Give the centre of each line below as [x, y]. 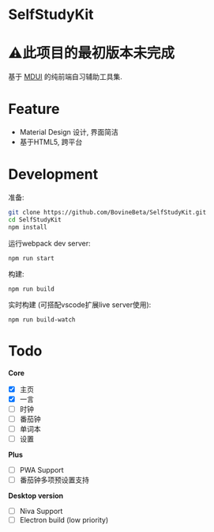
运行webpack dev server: [49, 243]
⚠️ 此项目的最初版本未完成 [92, 53]
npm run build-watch [42, 319]
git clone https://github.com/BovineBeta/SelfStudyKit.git [107, 212]
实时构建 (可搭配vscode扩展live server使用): [80, 304]
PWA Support [42, 469]
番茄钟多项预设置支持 [54, 480]
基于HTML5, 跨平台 [51, 142]
